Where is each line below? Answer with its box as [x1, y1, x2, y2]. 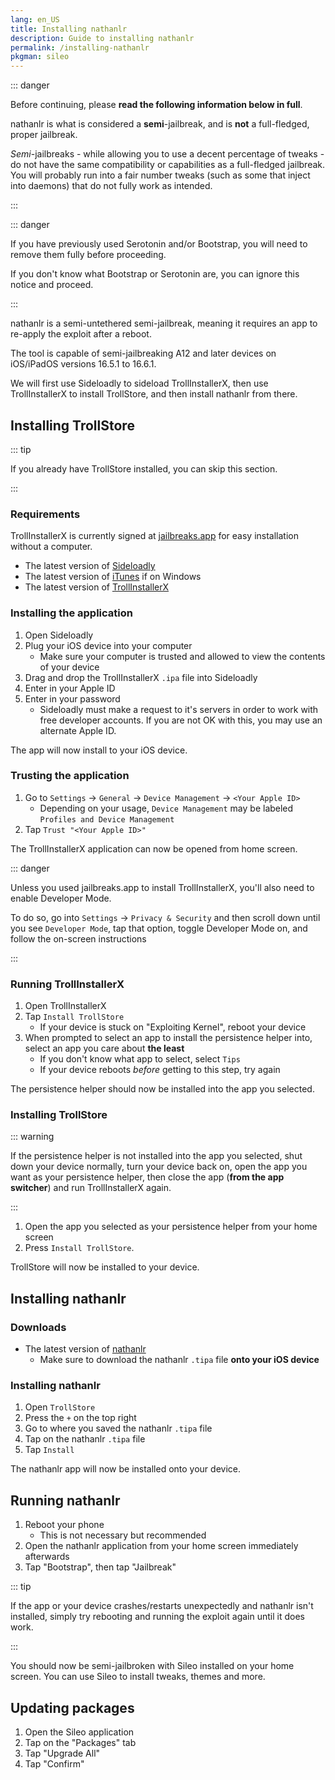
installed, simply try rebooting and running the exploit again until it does [10, 1611, 305, 1623]
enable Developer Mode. [10, 892, 112, 904]
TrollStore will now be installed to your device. [10, 1261, 200, 1273]
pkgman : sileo [10, 52, 70, 62]
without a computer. [10, 541, 93, 553]
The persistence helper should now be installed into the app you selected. [10, 1083, 315, 1095]
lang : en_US [10, 14, 60, 25]
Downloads [10, 1320, 67, 1334]
